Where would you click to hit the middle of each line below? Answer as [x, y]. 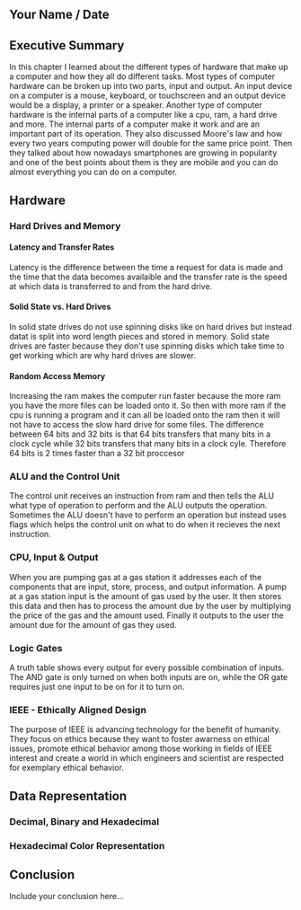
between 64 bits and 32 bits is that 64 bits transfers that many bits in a [140, 434]
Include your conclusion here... [66, 897]
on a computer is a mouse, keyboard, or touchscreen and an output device [147, 96]
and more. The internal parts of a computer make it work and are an [135, 124]
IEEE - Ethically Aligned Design [78, 710]
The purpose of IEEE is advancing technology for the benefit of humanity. [145, 729]
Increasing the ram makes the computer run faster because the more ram [145, 396]
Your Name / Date [59, 15]
